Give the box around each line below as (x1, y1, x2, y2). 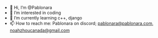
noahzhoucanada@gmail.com (9, 27, 70, 33)
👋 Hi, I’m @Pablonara (9, 5, 52, 10)
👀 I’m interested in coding (9, 10, 61, 16)
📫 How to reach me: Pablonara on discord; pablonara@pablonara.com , (9, 20, 154, 26)
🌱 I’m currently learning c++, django (9, 15, 82, 20)
